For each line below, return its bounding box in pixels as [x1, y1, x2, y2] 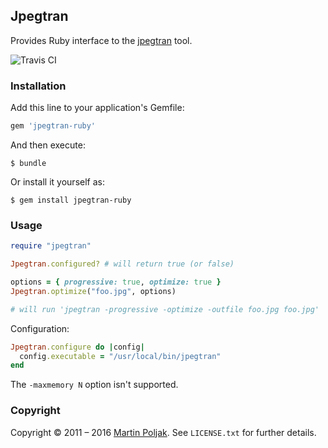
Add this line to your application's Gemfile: [10, 102, 185, 114]
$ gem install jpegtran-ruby [10, 195, 132, 205]
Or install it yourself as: [10, 175, 105, 188]
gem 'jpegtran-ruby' [10, 121, 97, 131]
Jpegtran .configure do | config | [10, 342, 145, 352]
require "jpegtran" [10, 241, 92, 251]
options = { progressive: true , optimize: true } [10, 277, 222, 288]
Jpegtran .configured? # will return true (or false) [10, 259, 235, 269]
